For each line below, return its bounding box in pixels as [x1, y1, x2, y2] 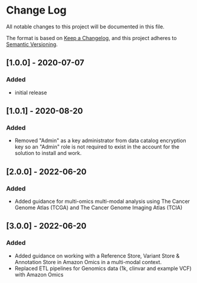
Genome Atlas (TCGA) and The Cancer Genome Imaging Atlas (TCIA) [14, 204, 183, 211]
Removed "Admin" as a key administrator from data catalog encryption [14, 137, 186, 144]
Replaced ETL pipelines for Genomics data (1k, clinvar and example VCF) [14, 265, 192, 272]
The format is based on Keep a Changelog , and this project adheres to [6, 34, 177, 41]
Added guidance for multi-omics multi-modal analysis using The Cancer [14, 198, 191, 205]
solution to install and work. [14, 150, 82, 157]
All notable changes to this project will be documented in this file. [6, 23, 165, 30]
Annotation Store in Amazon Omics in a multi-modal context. [14, 258, 162, 265]
